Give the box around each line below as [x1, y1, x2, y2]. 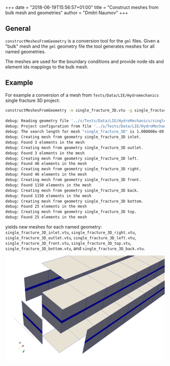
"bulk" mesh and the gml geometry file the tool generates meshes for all [5, 43, 155, 49]
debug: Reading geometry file [5, 119, 69, 124]
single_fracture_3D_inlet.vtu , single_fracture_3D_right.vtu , [5, 229, 136, 235]
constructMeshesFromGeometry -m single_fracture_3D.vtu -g [5, 107, 133, 113]
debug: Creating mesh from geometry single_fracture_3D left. [5, 156, 139, 161]
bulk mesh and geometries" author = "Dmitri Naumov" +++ [5, 10, 129, 16]
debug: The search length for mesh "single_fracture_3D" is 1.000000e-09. [5, 129, 166, 134]
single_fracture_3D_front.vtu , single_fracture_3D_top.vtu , [5, 240, 132, 246]
